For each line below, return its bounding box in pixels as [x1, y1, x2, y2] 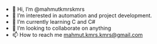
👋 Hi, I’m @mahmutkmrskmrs [12, 6, 85, 12]
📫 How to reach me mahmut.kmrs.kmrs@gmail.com [12, 32, 143, 38]
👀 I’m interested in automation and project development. [12, 12, 153, 19]
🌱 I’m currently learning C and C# [12, 18, 96, 25]
